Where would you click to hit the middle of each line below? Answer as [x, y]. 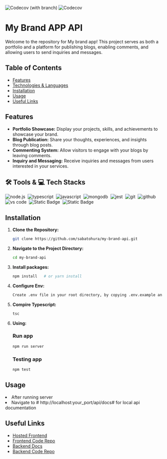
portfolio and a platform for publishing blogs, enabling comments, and [77, 47]
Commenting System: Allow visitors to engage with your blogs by [80, 150]
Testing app [27, 359]
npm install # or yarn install [47, 276]
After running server [32, 397]
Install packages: [30, 267]
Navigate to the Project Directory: [48, 248]
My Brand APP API [44, 28]
